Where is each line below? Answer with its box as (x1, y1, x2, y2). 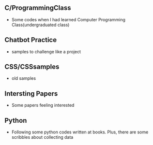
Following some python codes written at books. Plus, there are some (11, 129, 149, 135)
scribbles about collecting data (11, 134, 74, 140)
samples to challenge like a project (11, 48, 81, 55)
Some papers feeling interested (11, 102, 75, 108)
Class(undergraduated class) (11, 22, 70, 28)
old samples (11, 75, 36, 81)
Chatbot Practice (4, 36, 57, 44)
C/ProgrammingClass (4, 4, 71, 12)
